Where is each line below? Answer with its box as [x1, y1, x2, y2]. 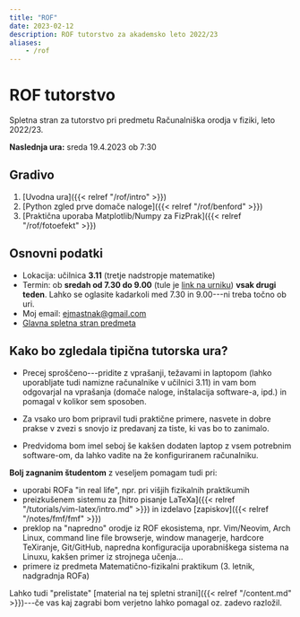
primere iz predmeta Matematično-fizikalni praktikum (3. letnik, [21, 561, 255, 571]
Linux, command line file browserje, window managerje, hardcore [21, 532, 264, 543]
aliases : [9, 38, 42, 48]
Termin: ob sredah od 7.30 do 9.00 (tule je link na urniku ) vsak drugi [21, 279, 277, 290]
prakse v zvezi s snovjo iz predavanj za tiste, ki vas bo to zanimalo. [21, 422, 270, 433]
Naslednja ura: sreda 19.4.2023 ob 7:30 [9, 142, 157, 152]
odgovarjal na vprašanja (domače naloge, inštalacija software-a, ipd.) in [21, 387, 287, 397]
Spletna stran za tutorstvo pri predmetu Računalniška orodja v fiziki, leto [9, 115, 276, 126]
